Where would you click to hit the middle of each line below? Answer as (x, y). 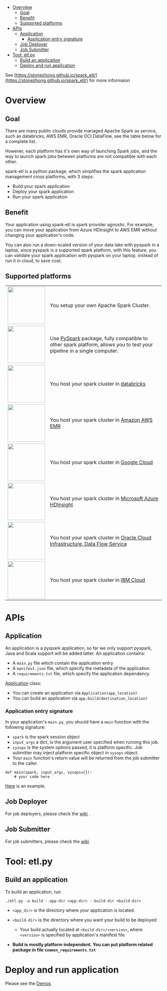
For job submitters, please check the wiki (47, 841)
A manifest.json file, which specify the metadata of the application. (82, 668)
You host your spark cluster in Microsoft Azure (104, 498)
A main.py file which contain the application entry (63, 663)
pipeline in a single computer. (84, 351)
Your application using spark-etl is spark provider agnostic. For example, (80, 224)
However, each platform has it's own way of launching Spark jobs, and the (81, 151)
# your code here (32, 777)
